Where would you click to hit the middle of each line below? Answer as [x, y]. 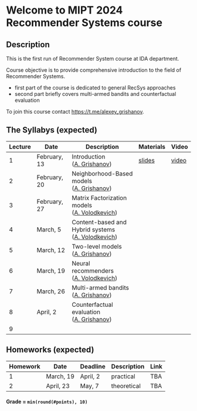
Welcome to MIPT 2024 [64, 10]
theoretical [126, 386]
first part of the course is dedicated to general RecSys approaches [95, 88]
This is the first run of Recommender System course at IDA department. [93, 59]
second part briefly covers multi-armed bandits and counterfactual [95, 94]
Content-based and [99, 222]
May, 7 [90, 386]
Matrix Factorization [99, 198]
